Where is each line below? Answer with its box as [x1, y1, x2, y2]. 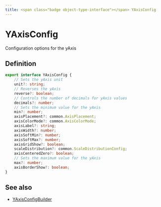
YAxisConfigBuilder [12, 197, 52, 203]
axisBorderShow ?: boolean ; [14, 165, 70, 170]
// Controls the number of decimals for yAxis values [14, 95, 127, 101]
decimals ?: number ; [14, 100, 54, 105]
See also [5, 183, 32, 192]
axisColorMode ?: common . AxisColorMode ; [14, 119, 97, 124]
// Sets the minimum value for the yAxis [14, 105, 101, 110]
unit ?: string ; [14, 82, 46, 87]
